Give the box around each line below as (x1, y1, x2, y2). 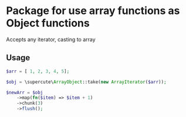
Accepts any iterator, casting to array (6, 36, 96, 43)
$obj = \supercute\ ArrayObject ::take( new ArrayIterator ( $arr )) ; (6, 79, 167, 85)
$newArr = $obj (6, 90, 43, 95)
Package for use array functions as (6, 4, 180, 18)
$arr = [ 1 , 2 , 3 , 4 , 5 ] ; (6, 68, 70, 74)
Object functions (6, 16, 90, 30)
